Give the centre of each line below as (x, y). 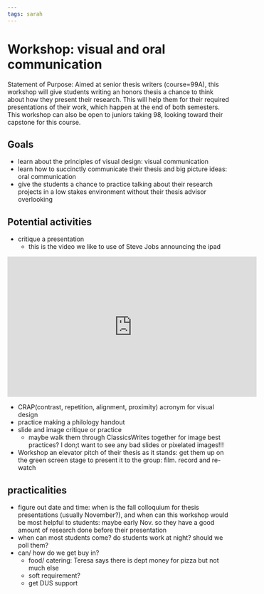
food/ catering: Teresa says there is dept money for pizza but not (123, 560)
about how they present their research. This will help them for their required (118, 99)
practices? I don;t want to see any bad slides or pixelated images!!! (126, 445)
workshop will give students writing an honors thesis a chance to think (111, 92)
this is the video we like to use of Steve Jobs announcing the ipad (125, 247)
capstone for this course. (44, 122)
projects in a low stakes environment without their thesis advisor (112, 192)
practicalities (37, 490)
